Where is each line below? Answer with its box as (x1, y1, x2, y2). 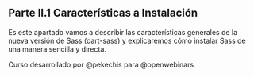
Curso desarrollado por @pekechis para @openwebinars (8, 60, 194, 69)
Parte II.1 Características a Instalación (8, 6, 198, 20)
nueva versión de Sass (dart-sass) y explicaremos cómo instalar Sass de (8, 36, 246, 45)
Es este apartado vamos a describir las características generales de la (8, 27, 238, 37)
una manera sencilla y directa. (8, 44, 107, 54)
